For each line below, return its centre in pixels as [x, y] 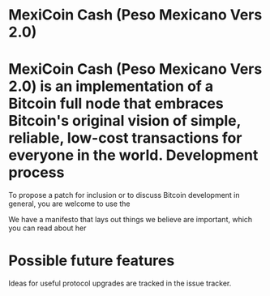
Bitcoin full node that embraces [116, 104]
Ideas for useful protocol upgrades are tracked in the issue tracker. [120, 283]
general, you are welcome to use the [69, 204]
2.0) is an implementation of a [111, 86]
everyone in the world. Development [133, 155]
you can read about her [47, 228]
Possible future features [92, 261]
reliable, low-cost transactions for [125, 138]
